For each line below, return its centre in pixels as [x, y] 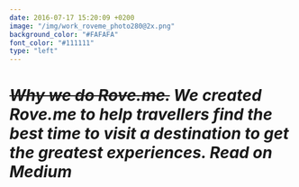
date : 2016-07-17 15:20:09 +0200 [72, 18]
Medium [41, 172]
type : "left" [34, 51]
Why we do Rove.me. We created [136, 96]
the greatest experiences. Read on [141, 153]
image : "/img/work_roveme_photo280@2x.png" [92, 26]
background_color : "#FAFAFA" [64, 34]
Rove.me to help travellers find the [141, 115]
